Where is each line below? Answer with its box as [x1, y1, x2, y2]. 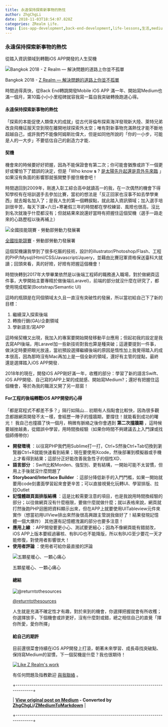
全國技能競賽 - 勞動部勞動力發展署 [5, 237, 76, 244]
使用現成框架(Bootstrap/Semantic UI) [5, 284, 81, 290]
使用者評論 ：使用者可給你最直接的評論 [12, 543, 93, 549]
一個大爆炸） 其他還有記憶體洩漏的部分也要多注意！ [16, 518, 123, 524]
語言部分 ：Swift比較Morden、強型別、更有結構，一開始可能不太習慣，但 [12, 462, 163, 468]
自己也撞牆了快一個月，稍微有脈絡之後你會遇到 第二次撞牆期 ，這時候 [19, 420, 162, 426]
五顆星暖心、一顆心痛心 [12, 565, 61, 571]
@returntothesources [12, 598, 56, 604]
